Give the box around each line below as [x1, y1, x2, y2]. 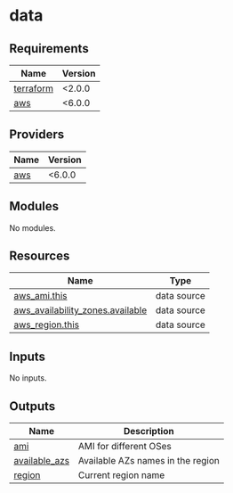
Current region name [77, 469, 165, 481]
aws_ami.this [13, 290, 68, 302]
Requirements [9, 41, 89, 56]
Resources [9, 249, 70, 264]
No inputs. [9, 373, 47, 383]
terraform [13, 82, 54, 94]
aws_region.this [13, 318, 80, 331]
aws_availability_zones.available [13, 304, 148, 316]
